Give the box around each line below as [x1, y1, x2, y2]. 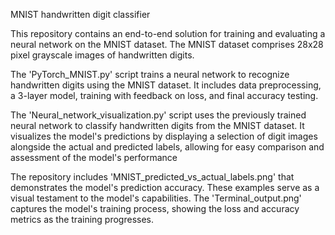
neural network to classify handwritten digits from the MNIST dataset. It [10, 120, 305, 131]
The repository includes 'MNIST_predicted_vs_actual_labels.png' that [10, 171, 295, 183]
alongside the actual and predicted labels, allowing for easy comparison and [10, 141, 325, 153]
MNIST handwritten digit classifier [10, 9, 151, 20]
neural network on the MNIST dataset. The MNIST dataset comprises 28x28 [10, 39, 324, 50]
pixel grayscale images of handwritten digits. [10, 49, 195, 61]
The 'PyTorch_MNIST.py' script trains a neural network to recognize [10, 69, 290, 80]
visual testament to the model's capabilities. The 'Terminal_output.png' [10, 192, 302, 204]
